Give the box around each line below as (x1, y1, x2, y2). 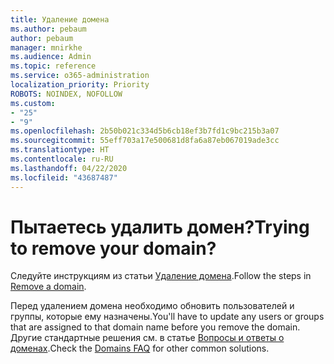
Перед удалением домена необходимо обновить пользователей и (10, 300, 295, 312)
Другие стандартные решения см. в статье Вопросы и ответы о (10, 332, 285, 344)
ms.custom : (10, 98, 56, 108)
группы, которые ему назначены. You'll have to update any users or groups (10, 311, 325, 323)
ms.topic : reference (10, 61, 97, 71)
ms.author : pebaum (10, 24, 87, 34)
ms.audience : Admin (10, 52, 92, 62)
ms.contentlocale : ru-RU (10, 154, 114, 164)
